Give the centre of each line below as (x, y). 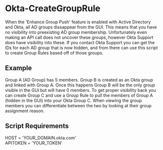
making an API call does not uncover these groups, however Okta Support (79, 37)
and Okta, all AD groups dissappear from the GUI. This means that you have (81, 27)
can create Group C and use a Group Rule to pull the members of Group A (79, 95)
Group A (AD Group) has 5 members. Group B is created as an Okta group (79, 80)
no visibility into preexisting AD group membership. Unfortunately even (76, 32)
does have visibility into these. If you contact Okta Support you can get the (80, 42)
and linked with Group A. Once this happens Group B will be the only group (80, 85)
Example (18, 68)
